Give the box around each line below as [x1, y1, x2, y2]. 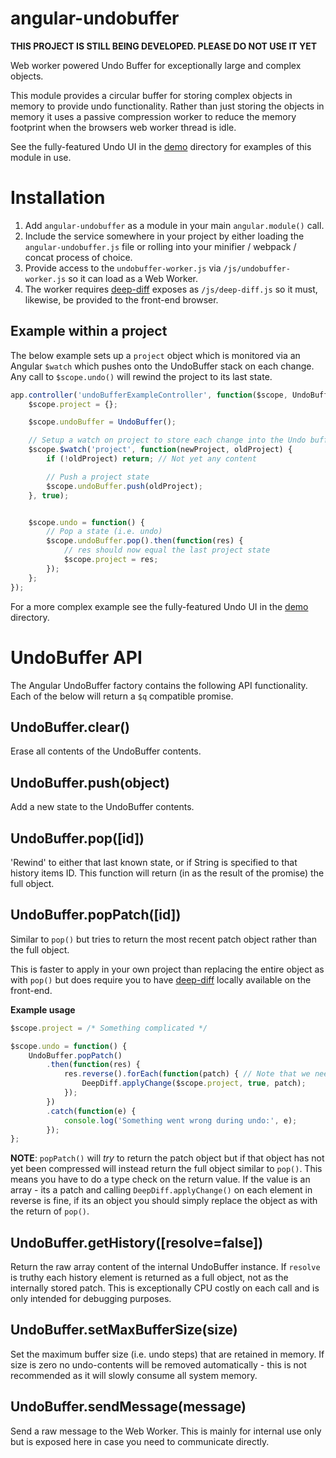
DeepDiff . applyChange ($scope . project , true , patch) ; [81, 1078, 307, 1089]
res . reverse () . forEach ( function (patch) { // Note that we [63, 1069, 311, 1079]
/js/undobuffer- [223, 263, 291, 274]
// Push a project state [46, 472, 150, 482]
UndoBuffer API [10, 646, 143, 669]
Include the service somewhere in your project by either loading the [24, 230, 305, 242]
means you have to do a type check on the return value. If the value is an [10, 1173, 311, 1186]
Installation [10, 187, 106, 209]
